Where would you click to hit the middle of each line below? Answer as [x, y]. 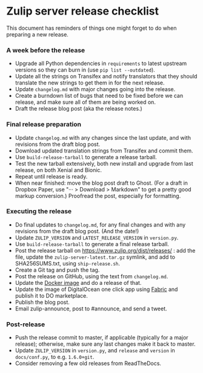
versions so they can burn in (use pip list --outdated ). [85, 70]
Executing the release [39, 211]
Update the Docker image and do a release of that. [78, 282]
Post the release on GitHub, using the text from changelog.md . [92, 276]
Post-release [26, 324]
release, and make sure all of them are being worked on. [85, 102]
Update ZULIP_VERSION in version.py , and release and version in [95, 351]
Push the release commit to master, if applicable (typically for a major [102, 338]
